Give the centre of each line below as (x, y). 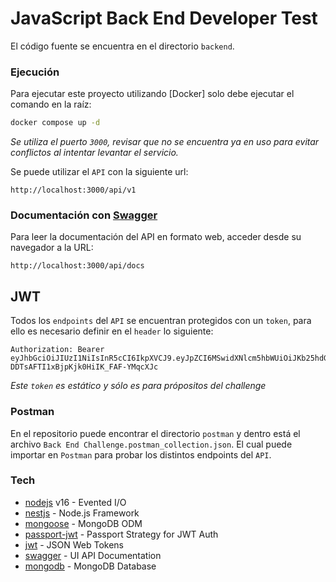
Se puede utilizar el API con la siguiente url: (99, 172)
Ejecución (35, 72)
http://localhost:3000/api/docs (77, 266)
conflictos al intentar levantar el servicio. (94, 153)
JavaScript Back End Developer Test (164, 18)
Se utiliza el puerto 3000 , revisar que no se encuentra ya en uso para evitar (165, 142)
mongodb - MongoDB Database (90, 566)
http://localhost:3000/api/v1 (73, 190)
